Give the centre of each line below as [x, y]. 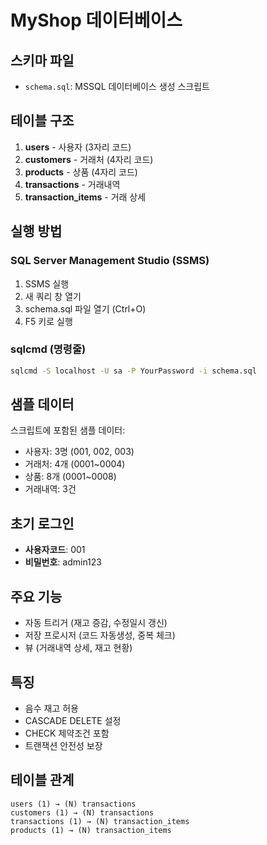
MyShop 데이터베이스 [96, 20]
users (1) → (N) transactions [73, 804]
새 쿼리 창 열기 [53, 296]
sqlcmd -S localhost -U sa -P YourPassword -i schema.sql [133, 371]
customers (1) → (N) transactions [82, 812]
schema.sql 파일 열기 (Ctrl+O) [85, 308]
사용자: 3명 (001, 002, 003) [79, 452]
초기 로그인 [42, 523]
